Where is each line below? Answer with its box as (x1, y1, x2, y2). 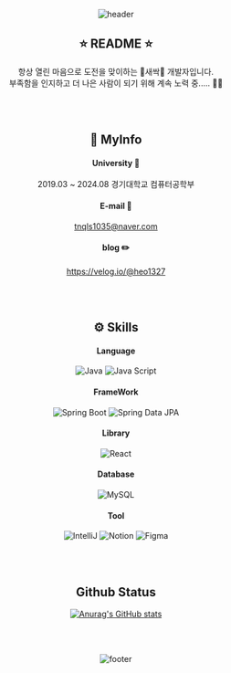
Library (101, 427, 131, 438)
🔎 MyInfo (89, 132, 142, 148)
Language (96, 345, 136, 356)
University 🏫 (91, 157, 141, 168)
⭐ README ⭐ (79, 37, 153, 52)
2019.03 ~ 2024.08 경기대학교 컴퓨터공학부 (37, 179, 195, 190)
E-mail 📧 (99, 201, 133, 211)
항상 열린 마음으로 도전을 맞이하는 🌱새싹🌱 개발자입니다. (17, 66, 215, 77)
